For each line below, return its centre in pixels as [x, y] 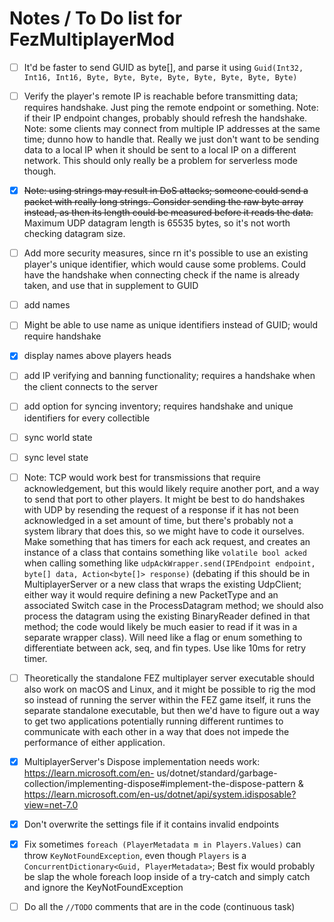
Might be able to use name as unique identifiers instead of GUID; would [171, 325]
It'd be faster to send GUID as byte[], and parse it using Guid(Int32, [163, 67]
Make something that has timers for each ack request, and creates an [167, 541]
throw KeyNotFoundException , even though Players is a [135, 855]
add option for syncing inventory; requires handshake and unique [158, 406]
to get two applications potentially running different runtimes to [153, 721]
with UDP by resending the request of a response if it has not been [161, 509]
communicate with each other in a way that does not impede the [156, 731]
